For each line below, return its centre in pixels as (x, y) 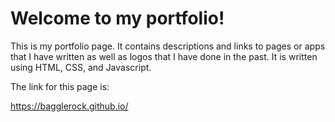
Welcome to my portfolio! (117, 18)
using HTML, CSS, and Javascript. (81, 67)
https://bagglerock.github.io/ (69, 106)
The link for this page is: (60, 86)
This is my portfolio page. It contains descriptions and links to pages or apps (168, 46)
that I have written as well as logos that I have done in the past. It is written (164, 56)
